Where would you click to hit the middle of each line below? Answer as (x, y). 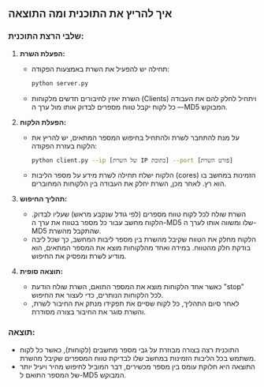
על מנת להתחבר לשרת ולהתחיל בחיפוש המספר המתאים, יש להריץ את (136, 137)
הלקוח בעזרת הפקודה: (64, 145)
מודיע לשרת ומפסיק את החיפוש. (79, 256)
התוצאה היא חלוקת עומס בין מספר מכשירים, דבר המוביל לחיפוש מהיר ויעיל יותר (138, 366)
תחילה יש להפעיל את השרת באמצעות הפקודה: (100, 69)
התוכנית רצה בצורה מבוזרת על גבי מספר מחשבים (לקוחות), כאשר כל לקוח (129, 349)
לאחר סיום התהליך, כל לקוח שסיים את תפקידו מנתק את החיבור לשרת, (135, 303)
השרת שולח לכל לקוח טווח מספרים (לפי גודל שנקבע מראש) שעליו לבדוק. (139, 214)
